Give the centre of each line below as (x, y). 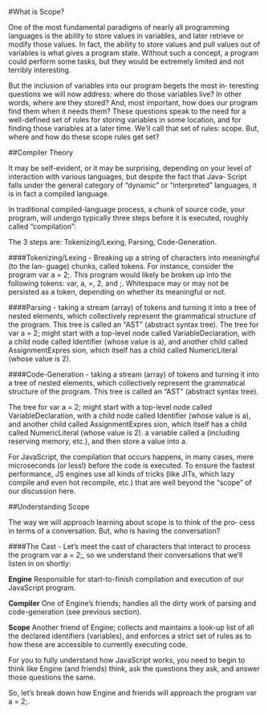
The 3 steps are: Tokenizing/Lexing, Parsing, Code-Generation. (113, 242)
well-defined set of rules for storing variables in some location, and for (125, 120)
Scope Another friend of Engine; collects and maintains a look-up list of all (131, 627)
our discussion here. (42, 491)
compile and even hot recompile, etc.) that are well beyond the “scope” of (130, 483)
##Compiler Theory (41, 153)
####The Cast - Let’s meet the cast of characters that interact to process (130, 546)
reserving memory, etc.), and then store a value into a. (98, 441)
